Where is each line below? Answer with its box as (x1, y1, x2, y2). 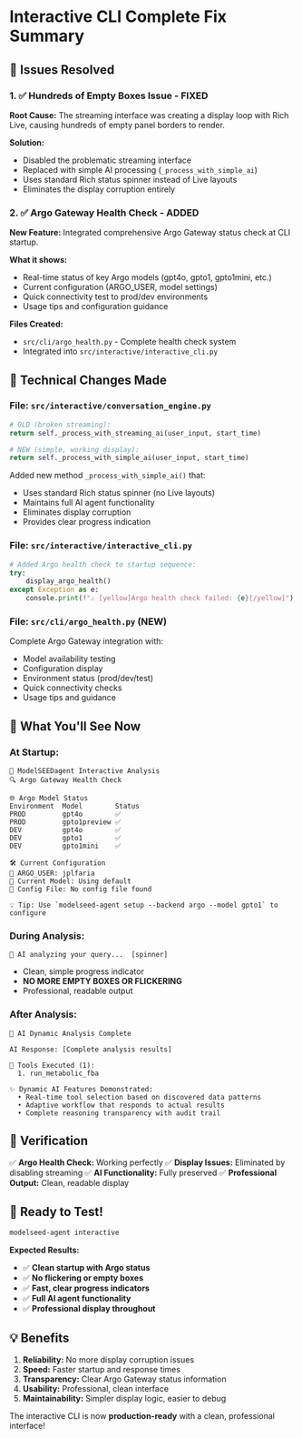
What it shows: (9, 255, 68, 266)
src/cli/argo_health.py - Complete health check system (22, 337, 237, 347)
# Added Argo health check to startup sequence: (9, 559, 197, 569)
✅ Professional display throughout (22, 1303, 156, 1314)
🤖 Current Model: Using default (9, 877, 132, 886)
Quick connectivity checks (22, 682, 122, 693)
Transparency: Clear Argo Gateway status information (22, 1373, 227, 1384)
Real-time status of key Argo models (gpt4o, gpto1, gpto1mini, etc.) (22, 272, 272, 283)
